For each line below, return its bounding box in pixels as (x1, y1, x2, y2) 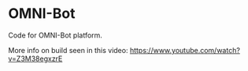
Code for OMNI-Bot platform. (8, 30, 102, 40)
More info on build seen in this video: (8, 45, 128, 55)
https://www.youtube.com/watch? (129, 45, 240, 55)
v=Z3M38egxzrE (8, 54, 63, 63)
